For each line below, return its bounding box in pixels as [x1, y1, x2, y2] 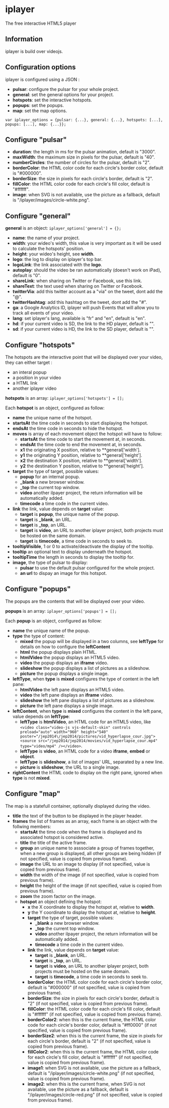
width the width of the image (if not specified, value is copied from [20, 872, 159, 878]
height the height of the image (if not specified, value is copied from [20, 882, 162, 888]
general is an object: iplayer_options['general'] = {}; [5, 225, 122, 231]
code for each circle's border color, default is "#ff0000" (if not [27, 1022, 157, 1028]
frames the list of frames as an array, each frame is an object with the [12, 818, 157, 824]
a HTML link [12, 380, 38, 386]
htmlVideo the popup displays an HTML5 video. [20, 654, 120, 660]
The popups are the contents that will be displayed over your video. [5, 598, 145, 604]
